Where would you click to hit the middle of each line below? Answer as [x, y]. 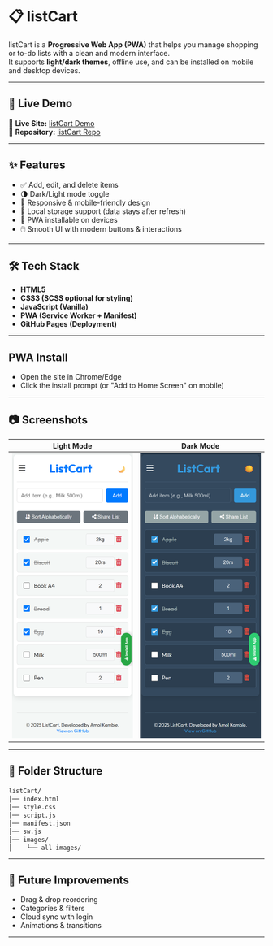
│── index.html [34, 799]
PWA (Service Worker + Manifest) [78, 315]
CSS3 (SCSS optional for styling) [77, 298]
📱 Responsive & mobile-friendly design [85, 202]
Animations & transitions [61, 926]
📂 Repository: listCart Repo [54, 132]
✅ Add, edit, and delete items [69, 184]
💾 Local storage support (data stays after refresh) [103, 211]
